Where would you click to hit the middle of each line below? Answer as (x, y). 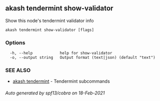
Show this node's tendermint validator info (50, 20)
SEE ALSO (18, 71)
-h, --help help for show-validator (61, 53)
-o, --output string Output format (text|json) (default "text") (83, 58)
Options (15, 43)
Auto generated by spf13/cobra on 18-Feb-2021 (55, 93)
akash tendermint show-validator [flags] (50, 30)
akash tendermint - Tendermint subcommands (61, 81)
